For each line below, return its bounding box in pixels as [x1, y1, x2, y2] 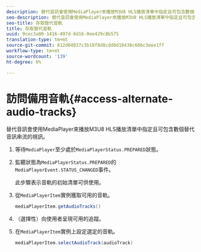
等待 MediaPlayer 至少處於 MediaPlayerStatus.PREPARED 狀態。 [14, 146, 162, 153]
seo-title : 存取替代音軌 [6, 20, 63, 26]
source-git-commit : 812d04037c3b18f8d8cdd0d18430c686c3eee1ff [6, 43, 165, 49]
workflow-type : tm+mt [6, 48, 60, 54]
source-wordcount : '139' [6, 53, 68, 59]
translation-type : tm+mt [6, 37, 68, 43]
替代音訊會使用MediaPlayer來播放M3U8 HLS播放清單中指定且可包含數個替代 [6, 125, 195, 133]
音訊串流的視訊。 [6, 133, 48, 140]
